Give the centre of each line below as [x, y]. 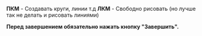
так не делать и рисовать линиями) [53, 15]
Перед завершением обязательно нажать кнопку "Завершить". [93, 27]
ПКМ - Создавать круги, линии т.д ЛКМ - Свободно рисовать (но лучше [101, 9]
